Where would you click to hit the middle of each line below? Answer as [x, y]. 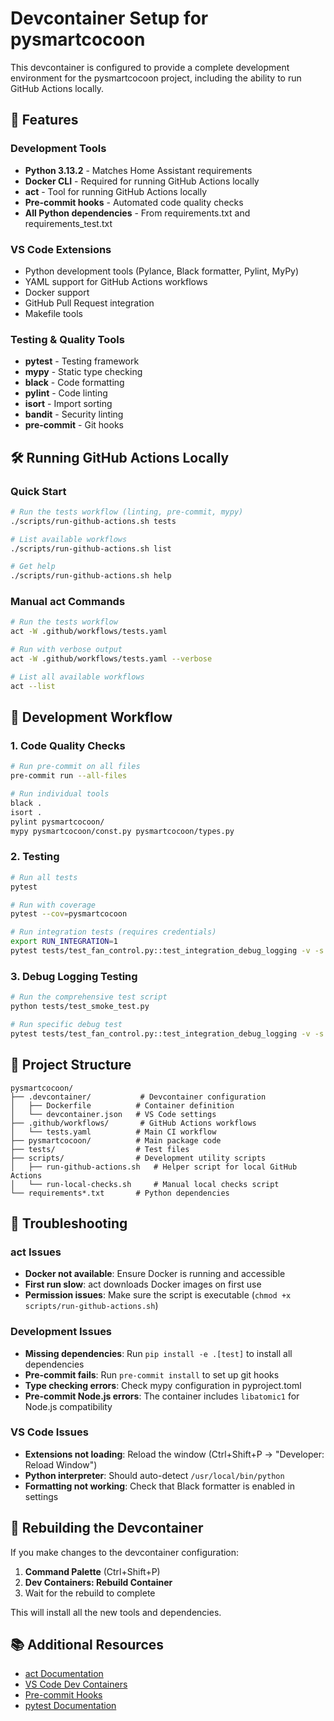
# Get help [33, 567]
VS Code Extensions [61, 249]
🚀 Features [44, 120]
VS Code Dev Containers [76, 1684]
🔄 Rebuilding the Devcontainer [107, 1528]
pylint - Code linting [66, 393]
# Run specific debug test [66, 1024]
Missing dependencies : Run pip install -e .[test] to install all [158, 1353]
